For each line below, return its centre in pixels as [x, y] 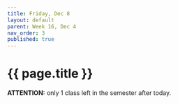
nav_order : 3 [26, 33]
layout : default [31, 20]
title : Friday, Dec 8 [39, 14]
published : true [31, 40]
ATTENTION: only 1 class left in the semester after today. [89, 93]
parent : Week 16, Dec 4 [42, 26]
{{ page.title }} [50, 74]
